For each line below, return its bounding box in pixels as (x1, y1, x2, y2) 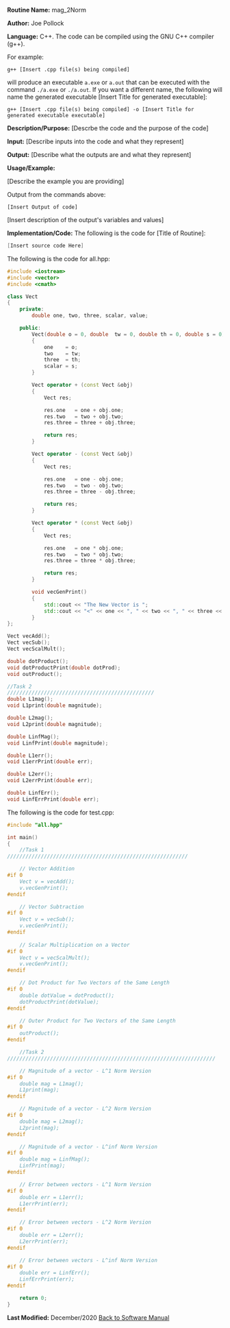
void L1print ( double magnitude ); (7, 702, 103, 709)
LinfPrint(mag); (19, 1162, 66, 1170)
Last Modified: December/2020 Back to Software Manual (7, 1313, 170, 1322)
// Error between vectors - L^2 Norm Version (19, 1219, 152, 1226)
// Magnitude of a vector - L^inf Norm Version (19, 1143, 157, 1150)
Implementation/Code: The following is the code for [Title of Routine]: (7, 229, 206, 237)
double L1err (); (7, 752, 53, 759)
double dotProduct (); (7, 657, 69, 664)
